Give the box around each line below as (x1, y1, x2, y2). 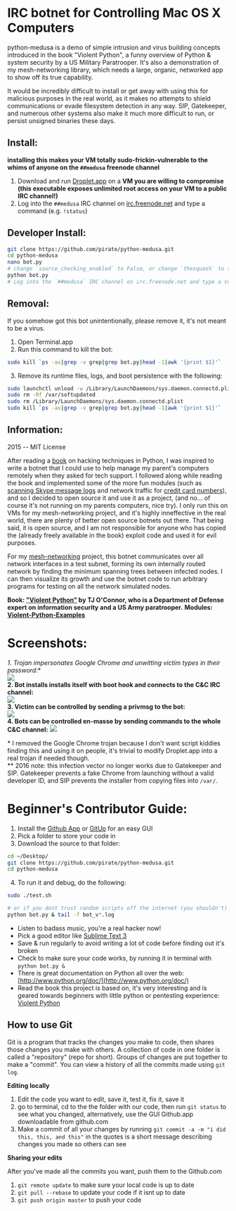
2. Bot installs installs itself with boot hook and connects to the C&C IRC (7, 680, 221, 688)
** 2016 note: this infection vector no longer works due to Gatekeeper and (7, 761, 222, 769)
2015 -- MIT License (7, 442, 66, 451)
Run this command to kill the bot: (17, 345, 113, 353)
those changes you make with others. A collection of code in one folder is (7, 1045, 221, 1053)
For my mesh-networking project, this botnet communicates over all (7, 552, 204, 560)
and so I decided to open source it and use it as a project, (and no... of (7, 494, 211, 502)
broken (17, 946, 39, 954)
